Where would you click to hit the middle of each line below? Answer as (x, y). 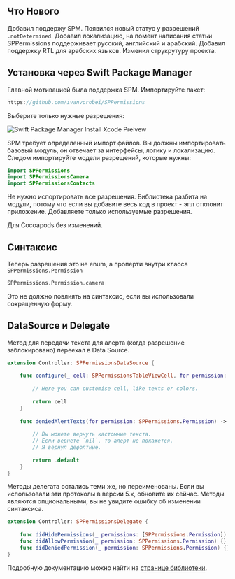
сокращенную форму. (40, 303)
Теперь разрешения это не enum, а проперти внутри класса (98, 264)
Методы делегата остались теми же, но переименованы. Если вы (106, 487)
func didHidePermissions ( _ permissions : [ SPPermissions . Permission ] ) (123, 535)
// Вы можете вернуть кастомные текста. (92, 434)
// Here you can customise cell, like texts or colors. (115, 389)
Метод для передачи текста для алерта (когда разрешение (96, 343)
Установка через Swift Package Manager (100, 73)
